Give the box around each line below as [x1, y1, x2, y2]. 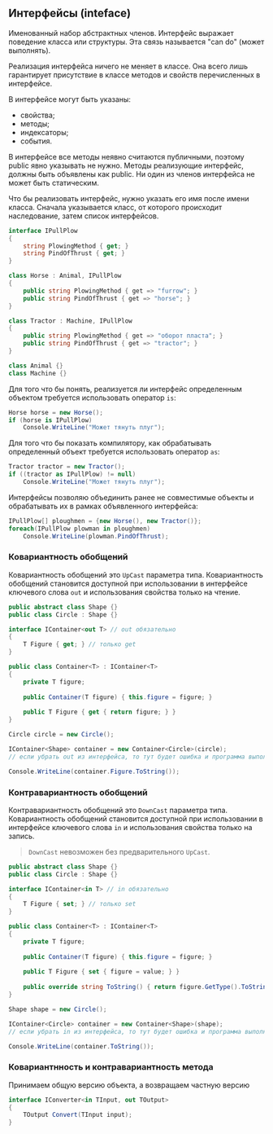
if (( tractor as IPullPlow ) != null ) [8, 470, 136, 479]
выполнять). [8, 45, 51, 55]
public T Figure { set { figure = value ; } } [23, 968, 180, 976]
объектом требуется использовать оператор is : [8, 393, 176, 402]
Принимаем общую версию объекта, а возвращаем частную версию [8, 1079, 250, 1090]
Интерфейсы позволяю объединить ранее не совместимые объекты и [8, 492, 254, 502]
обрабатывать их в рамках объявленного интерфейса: [8, 501, 199, 511]
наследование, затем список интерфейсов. [8, 211, 159, 221]
